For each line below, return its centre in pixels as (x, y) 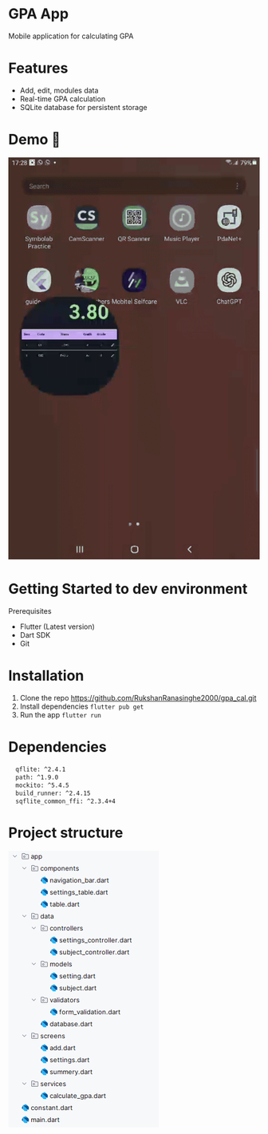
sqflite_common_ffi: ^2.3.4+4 (65, 802)
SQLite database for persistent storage (83, 107)
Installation (46, 676)
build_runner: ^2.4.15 (53, 794)
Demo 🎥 (35, 140)
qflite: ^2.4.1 (41, 770)
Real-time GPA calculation (63, 99)
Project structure (66, 833)
